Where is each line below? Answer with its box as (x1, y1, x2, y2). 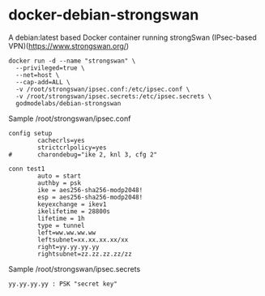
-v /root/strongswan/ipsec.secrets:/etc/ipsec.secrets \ (15, 92, 212, 101)
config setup (8, 129, 53, 137)
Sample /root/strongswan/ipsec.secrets (8, 264, 141, 273)
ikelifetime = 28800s (37, 207, 111, 216)
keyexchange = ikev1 (37, 200, 107, 208)
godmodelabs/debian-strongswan (15, 99, 122, 107)
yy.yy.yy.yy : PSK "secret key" (8, 280, 118, 288)
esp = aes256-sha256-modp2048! (37, 193, 143, 201)
